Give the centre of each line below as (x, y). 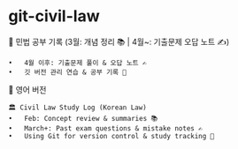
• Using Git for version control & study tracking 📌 (111, 136)
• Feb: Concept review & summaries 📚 (83, 118)
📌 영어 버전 (27, 89)
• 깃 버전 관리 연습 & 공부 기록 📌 (68, 72)
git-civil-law (54, 16)
